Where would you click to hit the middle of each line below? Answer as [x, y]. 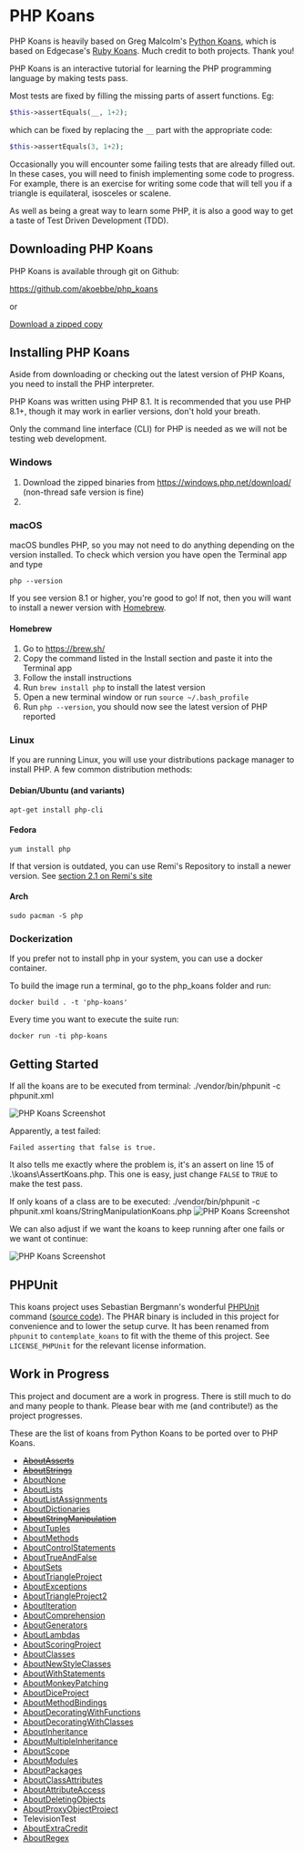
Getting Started [54, 1064]
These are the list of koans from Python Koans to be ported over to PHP [144, 1433]
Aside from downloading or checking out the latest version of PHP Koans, [147, 374]
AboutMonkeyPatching [66, 1683]
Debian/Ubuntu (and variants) [67, 790]
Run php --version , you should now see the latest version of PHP [145, 707]
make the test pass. [46, 1184]
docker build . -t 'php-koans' [69, 1003]
